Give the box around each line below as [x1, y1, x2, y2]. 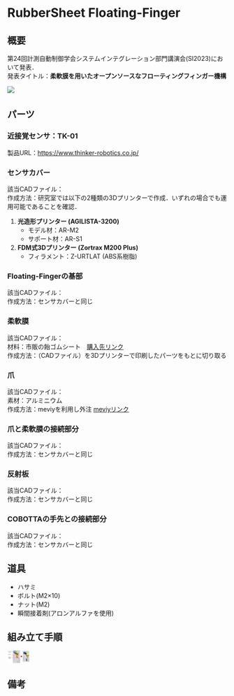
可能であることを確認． [13, 202, 81, 210]
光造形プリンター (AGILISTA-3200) [17, 217, 120, 225]
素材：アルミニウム [7, 396, 63, 405]
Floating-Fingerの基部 [7, 271, 83, 281]
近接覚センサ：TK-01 [7, 131, 78, 141]
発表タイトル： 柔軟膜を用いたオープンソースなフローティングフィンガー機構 [7, 72, 227, 80]
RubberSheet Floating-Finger [7, 5, 181, 21]
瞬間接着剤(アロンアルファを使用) [17, 609, 114, 617]
